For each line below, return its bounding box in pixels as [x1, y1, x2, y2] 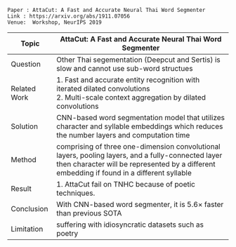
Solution [11, 121, 39, 131]
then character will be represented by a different [55, 159, 216, 168]
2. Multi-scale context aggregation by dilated [55, 93, 206, 102]
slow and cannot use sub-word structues [55, 64, 193, 73]
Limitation [11, 225, 44, 234]
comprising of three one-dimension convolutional [55, 142, 221, 151]
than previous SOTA [55, 208, 122, 218]
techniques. [55, 188, 96, 198]
